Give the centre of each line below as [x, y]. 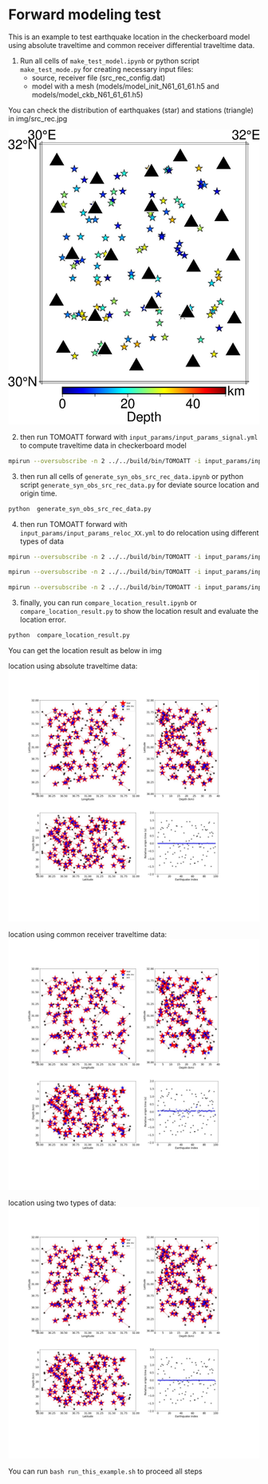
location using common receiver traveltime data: [88, 934]
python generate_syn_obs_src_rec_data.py [80, 509]
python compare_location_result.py [69, 635]
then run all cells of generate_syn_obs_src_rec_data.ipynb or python [132, 476]
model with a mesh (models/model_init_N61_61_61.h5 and [125, 86]
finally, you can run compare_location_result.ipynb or [108, 603]
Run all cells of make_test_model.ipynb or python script [109, 61]
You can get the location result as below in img [85, 651]
